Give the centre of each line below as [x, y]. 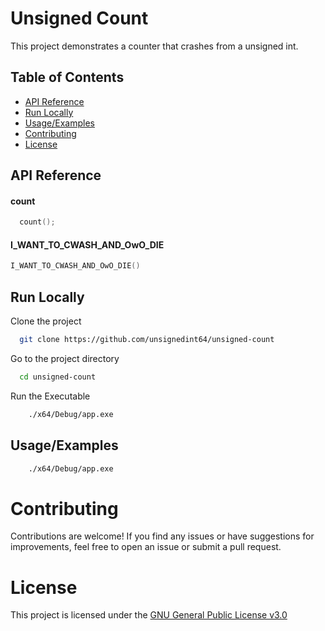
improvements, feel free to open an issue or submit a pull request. [146, 547]
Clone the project [46, 321]
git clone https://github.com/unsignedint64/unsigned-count [147, 340]
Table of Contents [67, 77]
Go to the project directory [65, 358]
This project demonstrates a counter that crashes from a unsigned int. [154, 46]
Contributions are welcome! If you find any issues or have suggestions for [162, 536]
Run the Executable [50, 396]
